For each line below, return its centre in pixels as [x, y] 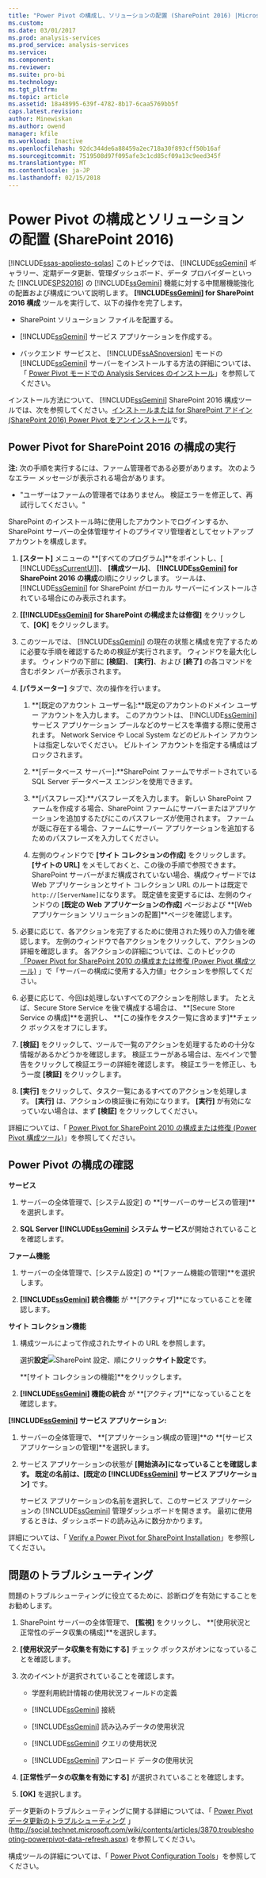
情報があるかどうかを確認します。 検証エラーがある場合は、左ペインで [135, 1054]
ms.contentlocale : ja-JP [49, 171]
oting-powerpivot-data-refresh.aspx [67, 1839]
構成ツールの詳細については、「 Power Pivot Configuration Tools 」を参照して [133, 1856]
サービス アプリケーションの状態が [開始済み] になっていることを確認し [135, 1464]
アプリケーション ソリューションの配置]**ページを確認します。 [134, 914]
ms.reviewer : [30, 67]
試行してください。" [52, 504]
